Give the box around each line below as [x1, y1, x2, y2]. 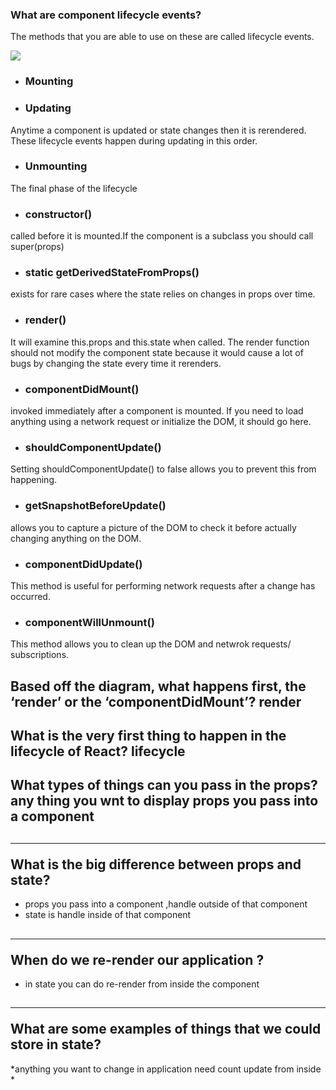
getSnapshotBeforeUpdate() [24, 499, 167, 513]
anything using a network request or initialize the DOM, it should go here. [10, 416, 312, 427]
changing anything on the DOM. [10, 532, 142, 544]
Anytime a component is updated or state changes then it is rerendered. [10, 124, 307, 136]
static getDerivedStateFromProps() [24, 266, 200, 280]
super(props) [10, 241, 65, 253]
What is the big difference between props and [10, 856, 302, 873]
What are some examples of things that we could [10, 1021, 322, 1038]
